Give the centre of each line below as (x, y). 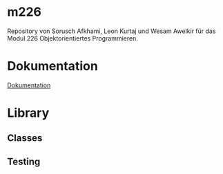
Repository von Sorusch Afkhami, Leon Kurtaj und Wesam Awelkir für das (111, 31)
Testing (24, 161)
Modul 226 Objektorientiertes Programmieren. (72, 38)
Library (28, 113)
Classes (25, 138)
